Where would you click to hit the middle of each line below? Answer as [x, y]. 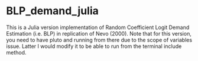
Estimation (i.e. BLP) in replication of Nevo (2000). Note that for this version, [99, 33]
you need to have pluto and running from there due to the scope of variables [99, 40]
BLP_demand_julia [53, 11]
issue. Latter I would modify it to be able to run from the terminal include [94, 46]
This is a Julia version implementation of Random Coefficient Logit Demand [98, 27]
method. [16, 52]
